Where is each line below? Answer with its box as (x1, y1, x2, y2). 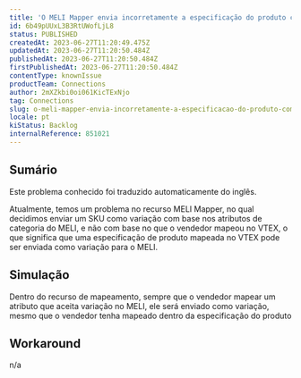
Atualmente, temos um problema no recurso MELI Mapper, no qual (9, 203, 254, 214)
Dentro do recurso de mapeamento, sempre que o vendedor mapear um (9, 291, 276, 302)
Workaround (9, 336, 82, 351)
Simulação (9, 267, 70, 282)
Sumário (9, 163, 58, 178)
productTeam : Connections (9, 80, 106, 88)
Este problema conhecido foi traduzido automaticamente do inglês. (9, 186, 257, 197)
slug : (9, 105, 30, 113)
